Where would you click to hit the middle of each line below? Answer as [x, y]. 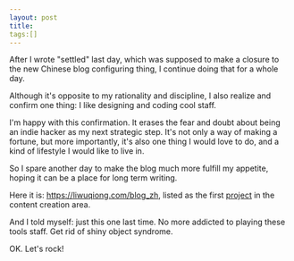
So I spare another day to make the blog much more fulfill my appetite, [139, 168]
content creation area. [50, 205]
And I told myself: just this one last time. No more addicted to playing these [147, 222]
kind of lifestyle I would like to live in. [77, 151]
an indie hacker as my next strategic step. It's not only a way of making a [143, 132]
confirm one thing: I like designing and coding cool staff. [113, 105]
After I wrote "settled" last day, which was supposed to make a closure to [144, 60]
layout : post [34, 17]
